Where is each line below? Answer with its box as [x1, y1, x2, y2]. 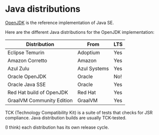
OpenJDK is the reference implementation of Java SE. [5, 20, 114, 26]
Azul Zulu [7, 65, 29, 72]
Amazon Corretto [7, 57, 48, 64]
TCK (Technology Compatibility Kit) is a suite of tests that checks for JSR [5, 109, 153, 115]
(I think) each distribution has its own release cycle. [5, 124, 109, 130]
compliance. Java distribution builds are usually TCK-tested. [5, 114, 127, 121]
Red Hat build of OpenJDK [7, 89, 69, 96]
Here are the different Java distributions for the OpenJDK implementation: [5, 29, 155, 35]
